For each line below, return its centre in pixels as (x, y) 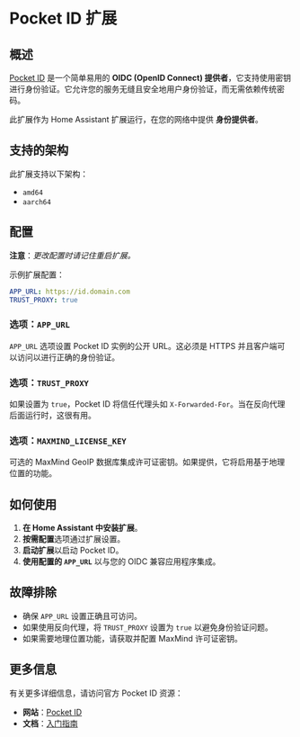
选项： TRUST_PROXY (49, 382)
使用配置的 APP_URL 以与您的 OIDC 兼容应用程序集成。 (121, 562)
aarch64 (36, 202)
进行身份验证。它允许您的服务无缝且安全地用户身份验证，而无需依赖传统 (143, 89)
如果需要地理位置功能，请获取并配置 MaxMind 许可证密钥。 (132, 638)
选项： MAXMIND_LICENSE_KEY (68, 440)
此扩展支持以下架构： (49, 174)
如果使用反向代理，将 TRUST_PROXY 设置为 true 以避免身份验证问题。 (147, 627)
